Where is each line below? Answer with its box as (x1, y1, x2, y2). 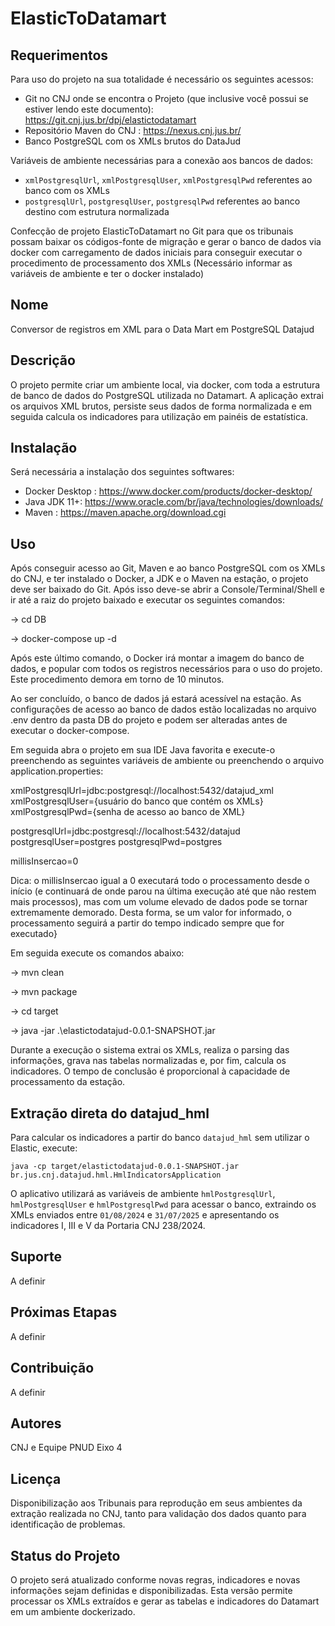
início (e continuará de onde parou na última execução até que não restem (10, 885, 317, 897)
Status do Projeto (10, 1547, 121, 1564)
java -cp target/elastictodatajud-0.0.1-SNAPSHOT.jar (10, 1162, 240, 1172)
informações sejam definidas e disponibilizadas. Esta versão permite (10, 1584, 293, 1596)
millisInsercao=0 (10, 855, 79, 867)
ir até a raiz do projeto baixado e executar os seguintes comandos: (10, 594, 285, 606)
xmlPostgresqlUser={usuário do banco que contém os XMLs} (10, 795, 264, 807)
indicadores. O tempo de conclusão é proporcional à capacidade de (10, 1065, 291, 1077)
